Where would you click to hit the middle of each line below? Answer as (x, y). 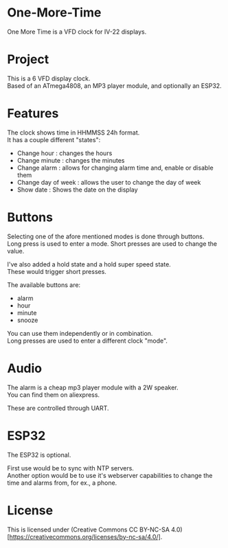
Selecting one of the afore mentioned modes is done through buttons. (106, 236)
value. (16, 251)
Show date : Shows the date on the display (78, 190)
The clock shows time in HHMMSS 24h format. (73, 133)
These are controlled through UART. (58, 408)
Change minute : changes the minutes (71, 160)
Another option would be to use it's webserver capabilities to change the (110, 475)
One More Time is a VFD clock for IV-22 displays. (77, 32)
